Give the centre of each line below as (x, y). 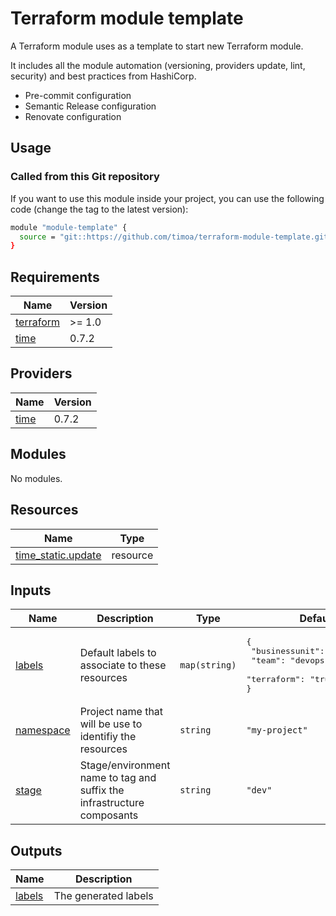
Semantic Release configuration (90, 106)
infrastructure (112, 803)
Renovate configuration (73, 116)
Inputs (31, 590)
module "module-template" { (69, 227)
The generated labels (103, 896)
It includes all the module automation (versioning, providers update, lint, (158, 65)
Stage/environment (125, 765)
